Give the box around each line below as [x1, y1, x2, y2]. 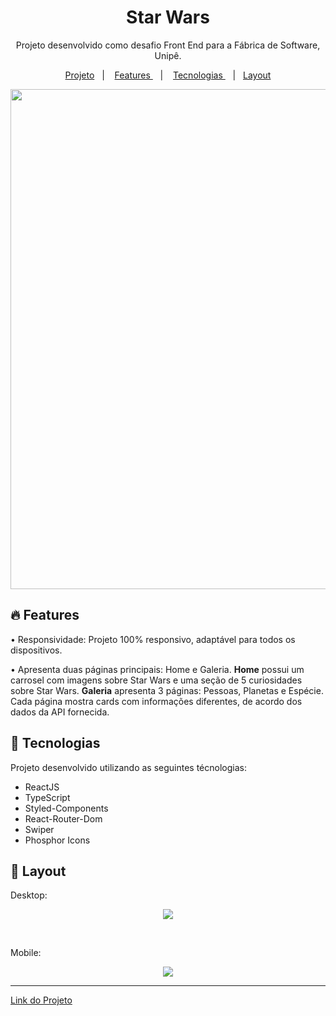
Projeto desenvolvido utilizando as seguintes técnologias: [10, 761, 247, 773]
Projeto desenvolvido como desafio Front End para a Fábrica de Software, [15, 39, 321, 51]
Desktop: [10, 889, 48, 901]
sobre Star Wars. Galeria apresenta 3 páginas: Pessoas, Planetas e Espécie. [10, 684, 324, 696]
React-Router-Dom [24, 812, 103, 825]
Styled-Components [24, 802, 109, 814]
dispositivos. [10, 644, 63, 656]
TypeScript [24, 791, 71, 803]
